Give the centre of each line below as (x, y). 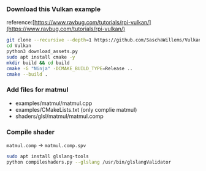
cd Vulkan (19, 46)
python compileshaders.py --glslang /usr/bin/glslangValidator (89, 162)
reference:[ (21, 23)
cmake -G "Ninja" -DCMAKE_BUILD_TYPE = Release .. (70, 68)
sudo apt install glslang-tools (48, 157)
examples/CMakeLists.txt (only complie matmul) (76, 109)
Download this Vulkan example (54, 9)
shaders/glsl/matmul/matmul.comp (59, 116)
